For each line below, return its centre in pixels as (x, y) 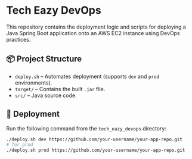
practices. (18, 39)
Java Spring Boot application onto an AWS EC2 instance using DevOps (93, 33)
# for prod (20, 145)
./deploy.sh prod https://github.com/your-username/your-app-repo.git (96, 150)
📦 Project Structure (44, 59)
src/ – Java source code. (46, 95)
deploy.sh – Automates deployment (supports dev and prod (87, 76)
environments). (33, 82)
